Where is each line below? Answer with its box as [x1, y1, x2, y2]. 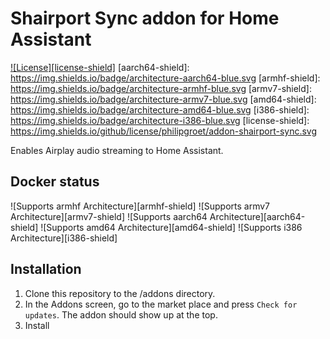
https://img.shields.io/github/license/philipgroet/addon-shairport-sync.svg [10, 125, 318, 137]
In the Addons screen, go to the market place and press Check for [24, 298, 298, 310]
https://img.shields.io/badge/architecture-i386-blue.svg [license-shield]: [10, 114, 310, 126]
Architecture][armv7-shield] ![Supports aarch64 [10, 210, 208, 222]
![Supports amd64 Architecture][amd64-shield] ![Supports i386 [40, 221, 303, 233]
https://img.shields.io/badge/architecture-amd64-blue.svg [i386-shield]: [10, 103, 310, 116]
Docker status [10, 173, 100, 191]
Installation [10, 261, 82, 278]
